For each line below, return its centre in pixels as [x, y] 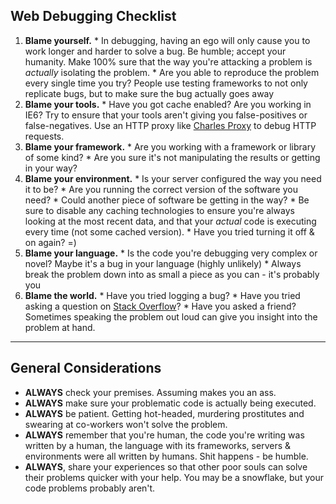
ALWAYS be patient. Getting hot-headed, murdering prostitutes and [164, 413]
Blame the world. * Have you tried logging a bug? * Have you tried [162, 295]
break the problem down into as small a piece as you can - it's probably [172, 274]
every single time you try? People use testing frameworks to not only [166, 83]
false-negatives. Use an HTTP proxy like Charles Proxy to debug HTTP [170, 125]
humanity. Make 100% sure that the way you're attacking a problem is [168, 61]
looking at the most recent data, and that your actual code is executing [170, 221]
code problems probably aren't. [90, 488]
